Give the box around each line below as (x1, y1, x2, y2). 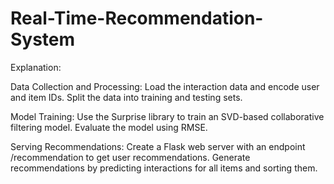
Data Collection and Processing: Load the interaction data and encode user (10, 80, 320, 92)
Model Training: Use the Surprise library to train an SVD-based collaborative (10, 110, 325, 122)
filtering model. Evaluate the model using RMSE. (10, 121, 208, 133)
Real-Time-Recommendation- (10, 7, 264, 30)
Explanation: (10, 61, 62, 73)
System (10, 28, 76, 51)
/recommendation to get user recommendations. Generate (10, 151, 251, 163)
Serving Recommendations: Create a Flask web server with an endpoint (10, 140, 306, 152)
